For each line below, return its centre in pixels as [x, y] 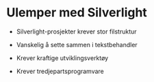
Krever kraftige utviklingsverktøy [62, 58]
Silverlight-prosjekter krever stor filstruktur [77, 31]
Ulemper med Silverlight [77, 13]
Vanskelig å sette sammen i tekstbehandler [77, 44]
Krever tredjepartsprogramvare [60, 71]
